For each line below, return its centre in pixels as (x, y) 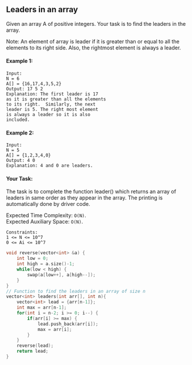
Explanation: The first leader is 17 (52, 94)
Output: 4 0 (21, 161)
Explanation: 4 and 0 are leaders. (50, 166)
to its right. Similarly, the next (51, 104)
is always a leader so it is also (48, 115)
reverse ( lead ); (35, 346)
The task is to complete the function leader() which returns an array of (91, 192)
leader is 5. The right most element (52, 110)
